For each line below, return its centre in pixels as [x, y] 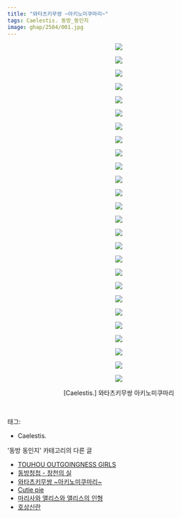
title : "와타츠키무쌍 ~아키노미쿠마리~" [58, 14]
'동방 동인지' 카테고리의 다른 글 [50, 451]
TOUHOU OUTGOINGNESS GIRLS [67, 465]
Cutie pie [31, 490]
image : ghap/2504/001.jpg [45, 27]
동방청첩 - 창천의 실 [45, 473]
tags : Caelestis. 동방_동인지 [48, 21]
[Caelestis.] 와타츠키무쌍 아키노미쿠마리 [119, 393]
